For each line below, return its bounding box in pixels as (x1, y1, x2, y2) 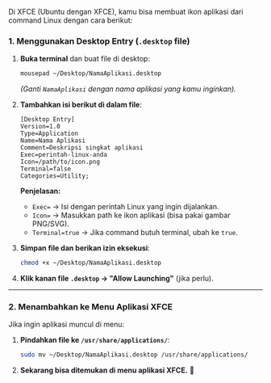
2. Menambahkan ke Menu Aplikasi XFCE (8, 301, 173, 312)
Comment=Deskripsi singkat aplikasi (19, 144, 144, 152)
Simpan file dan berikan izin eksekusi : (19, 243, 151, 253)
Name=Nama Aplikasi (19, 137, 86, 145)
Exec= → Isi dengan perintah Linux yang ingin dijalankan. (31, 202, 219, 212)
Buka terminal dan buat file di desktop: (19, 54, 151, 64)
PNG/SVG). (31, 219, 70, 229)
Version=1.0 (19, 123, 60, 131)
